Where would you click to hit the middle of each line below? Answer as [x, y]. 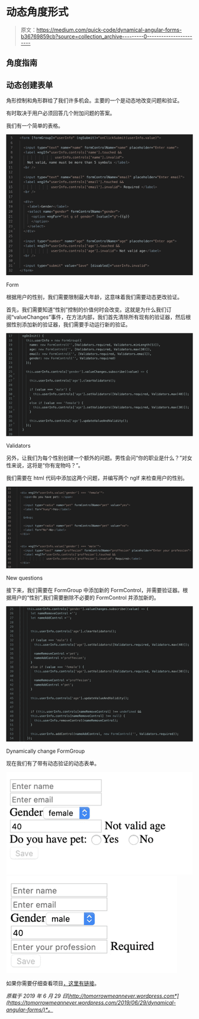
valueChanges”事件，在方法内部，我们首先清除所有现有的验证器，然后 [100, 317]
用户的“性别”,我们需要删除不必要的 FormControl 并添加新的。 [85, 597]
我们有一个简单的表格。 [35, 126]
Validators [18, 446]
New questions [25, 578]
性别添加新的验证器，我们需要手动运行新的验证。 [71, 324]
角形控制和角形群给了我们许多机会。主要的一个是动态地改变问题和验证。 [94, 100]
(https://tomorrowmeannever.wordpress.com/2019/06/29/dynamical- [91, 1002]
